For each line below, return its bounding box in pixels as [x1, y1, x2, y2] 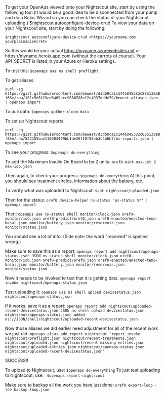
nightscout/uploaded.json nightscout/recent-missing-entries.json [5, 340, 145, 345]
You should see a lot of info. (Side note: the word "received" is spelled [5, 234, 148, 239]
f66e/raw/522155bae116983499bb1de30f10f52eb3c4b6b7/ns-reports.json [5, 136, 149, 141]
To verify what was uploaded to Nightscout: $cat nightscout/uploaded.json [5, 188, 160, 193]
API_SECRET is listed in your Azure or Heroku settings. [5, 58, 116, 64]
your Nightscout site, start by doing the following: [5, 25, 106, 31]
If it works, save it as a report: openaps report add [5, 303, 107, 309]
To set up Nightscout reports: [5, 118, 65, 124]
